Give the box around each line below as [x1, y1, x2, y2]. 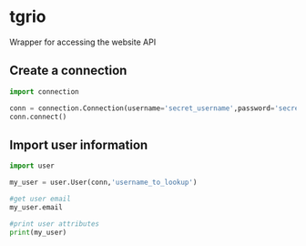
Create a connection [9, 63, 127, 78]
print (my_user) [9, 228, 67, 237]
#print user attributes [9, 219, 100, 229]
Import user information [9, 137, 148, 152]
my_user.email [9, 202, 64, 211]
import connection [9, 87, 79, 97]
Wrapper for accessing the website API [9, 36, 157, 47]
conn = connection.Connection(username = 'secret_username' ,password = [9, 103, 275, 113]
